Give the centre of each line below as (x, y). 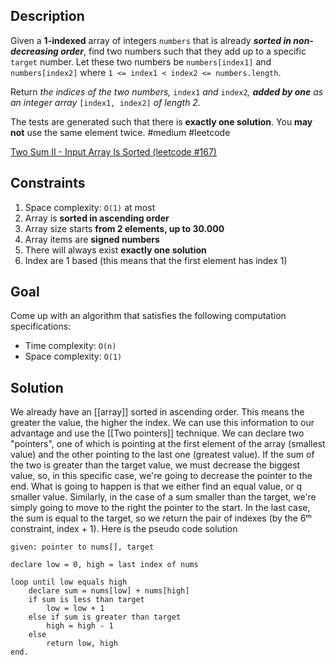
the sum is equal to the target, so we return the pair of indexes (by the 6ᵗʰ (161, 518)
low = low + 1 (75, 609)
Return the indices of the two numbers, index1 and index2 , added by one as (167, 91)
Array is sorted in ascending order (97, 218)
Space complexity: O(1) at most (90, 207)
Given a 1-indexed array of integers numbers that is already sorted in (151, 40)
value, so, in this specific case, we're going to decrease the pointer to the (161, 476)
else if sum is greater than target (105, 617)
